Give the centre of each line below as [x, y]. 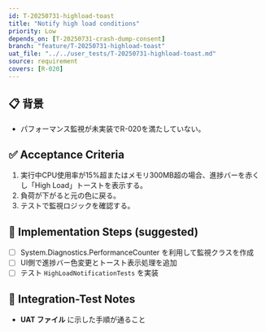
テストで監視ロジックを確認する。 [77, 206]
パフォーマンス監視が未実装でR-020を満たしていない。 [113, 129]
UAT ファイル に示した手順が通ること [83, 320]
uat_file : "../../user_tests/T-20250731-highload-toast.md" [113, 54]
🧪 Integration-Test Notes [72, 299]
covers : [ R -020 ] [36, 69]
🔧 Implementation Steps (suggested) [104, 232]
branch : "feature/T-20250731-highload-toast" [87, 46]
